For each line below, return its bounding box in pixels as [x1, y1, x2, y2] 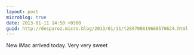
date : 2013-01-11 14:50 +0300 [6, 20, 82, 26]
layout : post [6, 8, 39, 15]
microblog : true [6, 14, 47, 20]
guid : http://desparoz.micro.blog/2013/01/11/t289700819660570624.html [6, 25, 188, 32]
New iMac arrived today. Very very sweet [6, 42, 108, 49]
